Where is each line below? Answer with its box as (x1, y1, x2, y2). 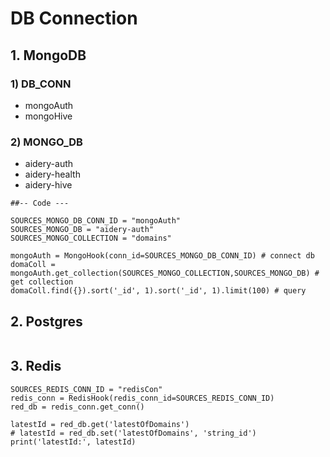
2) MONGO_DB (10, 135, 83, 149)
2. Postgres (10, 313, 83, 330)
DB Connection (10, 7, 138, 30)
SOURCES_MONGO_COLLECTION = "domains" (10, 233, 172, 244)
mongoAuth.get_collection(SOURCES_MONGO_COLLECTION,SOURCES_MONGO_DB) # (10, 268, 320, 279)
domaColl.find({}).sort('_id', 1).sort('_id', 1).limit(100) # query (10, 286, 307, 296)
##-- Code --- (10, 198, 70, 209)
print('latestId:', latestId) (10, 437, 137, 447)
